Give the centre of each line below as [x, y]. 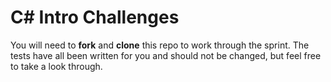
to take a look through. [56, 66]
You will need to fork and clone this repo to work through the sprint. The [160, 45]
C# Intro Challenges [95, 17]
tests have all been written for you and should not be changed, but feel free [166, 55]
